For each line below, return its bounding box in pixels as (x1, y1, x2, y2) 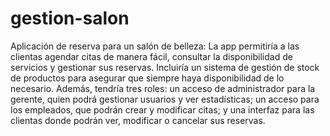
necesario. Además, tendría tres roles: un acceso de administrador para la (10, 82, 316, 94)
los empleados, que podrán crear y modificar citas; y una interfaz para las (10, 103, 315, 116)
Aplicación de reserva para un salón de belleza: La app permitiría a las (10, 40, 300, 52)
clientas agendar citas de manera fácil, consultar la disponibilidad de (10, 50, 293, 62)
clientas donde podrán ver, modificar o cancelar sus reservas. (10, 114, 266, 126)
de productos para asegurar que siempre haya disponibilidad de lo (10, 72, 285, 84)
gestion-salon (10, 7, 130, 30)
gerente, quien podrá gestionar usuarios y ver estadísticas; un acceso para (10, 93, 320, 105)
